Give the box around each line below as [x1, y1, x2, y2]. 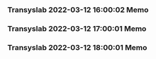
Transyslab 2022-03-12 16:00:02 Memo [7, 5, 149, 15]
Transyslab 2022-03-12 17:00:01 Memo [7, 23, 147, 33]
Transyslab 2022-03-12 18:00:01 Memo [7, 42, 147, 52]
